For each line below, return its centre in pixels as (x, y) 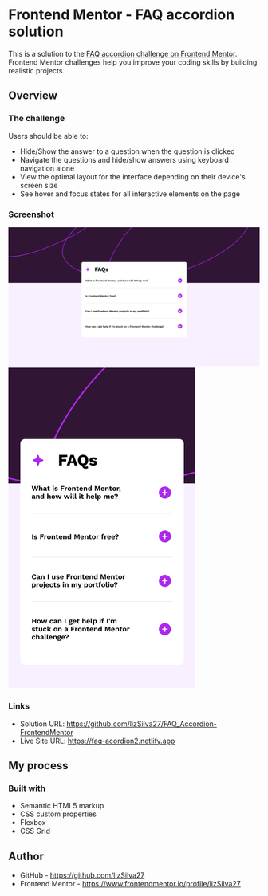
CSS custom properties (58, 814)
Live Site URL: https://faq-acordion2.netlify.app (97, 741)
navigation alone (47, 168)
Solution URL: (42, 724)
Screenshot (31, 214)
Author (26, 856)
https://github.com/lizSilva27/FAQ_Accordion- (142, 724)
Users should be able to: (49, 136)
